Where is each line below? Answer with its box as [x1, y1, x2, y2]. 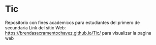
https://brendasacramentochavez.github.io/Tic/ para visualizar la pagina [5, 30, 152, 36]
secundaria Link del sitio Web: [5, 24, 66, 30]
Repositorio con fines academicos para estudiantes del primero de [5, 20, 140, 25]
